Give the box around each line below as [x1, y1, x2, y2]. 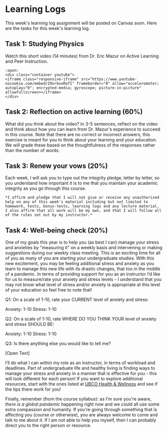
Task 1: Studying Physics [5, 40, 84, 48]
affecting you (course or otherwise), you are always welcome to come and [5, 412, 158, 418]
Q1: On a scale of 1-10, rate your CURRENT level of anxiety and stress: [5, 296, 149, 302]
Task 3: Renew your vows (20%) [5, 161, 108, 170]
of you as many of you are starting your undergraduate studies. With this [5, 255, 155, 261]
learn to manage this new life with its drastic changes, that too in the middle [5, 266, 161, 272]
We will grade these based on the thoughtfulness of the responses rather [5, 142, 156, 148]
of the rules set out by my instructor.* [5, 213, 93, 218]
